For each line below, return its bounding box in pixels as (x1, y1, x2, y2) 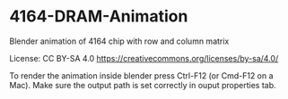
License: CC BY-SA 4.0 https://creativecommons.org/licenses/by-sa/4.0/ (9, 53, 279, 63)
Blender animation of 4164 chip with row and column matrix (9, 36, 230, 46)
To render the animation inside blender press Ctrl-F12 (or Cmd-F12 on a (9, 70, 274, 81)
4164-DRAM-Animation (9, 6, 188, 27)
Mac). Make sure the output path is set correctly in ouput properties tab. (9, 79, 276, 90)
